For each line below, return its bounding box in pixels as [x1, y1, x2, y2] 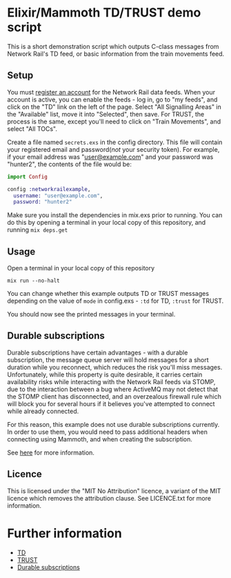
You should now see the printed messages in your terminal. [7, 310, 176, 319]
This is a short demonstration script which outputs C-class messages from [7, 42, 219, 50]
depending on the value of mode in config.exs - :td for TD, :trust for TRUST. [7, 297, 224, 305]
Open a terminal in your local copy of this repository [7, 264, 155, 272]
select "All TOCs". [7, 124, 57, 132]
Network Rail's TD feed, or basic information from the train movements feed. [7, 50, 225, 58]
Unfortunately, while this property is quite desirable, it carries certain [7, 370, 203, 379]
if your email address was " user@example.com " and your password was [7, 152, 214, 161]
